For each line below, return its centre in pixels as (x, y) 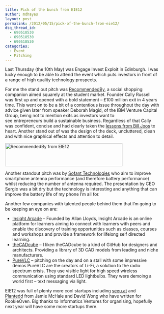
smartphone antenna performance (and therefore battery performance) (77, 179)
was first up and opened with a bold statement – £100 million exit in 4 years (81, 100)
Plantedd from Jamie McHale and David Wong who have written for (73, 296)
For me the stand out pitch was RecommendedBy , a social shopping (74, 90)
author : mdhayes (22, 14)
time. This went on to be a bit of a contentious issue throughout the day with (82, 105)
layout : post (18, 19)
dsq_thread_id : (21, 28)
